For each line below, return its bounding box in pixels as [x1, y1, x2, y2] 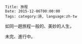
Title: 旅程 [5, 4, 28, 9]
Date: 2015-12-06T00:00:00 [5, 9, 60, 14]
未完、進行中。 [5, 34, 35, 39]
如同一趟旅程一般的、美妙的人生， [5, 23, 74, 29]
